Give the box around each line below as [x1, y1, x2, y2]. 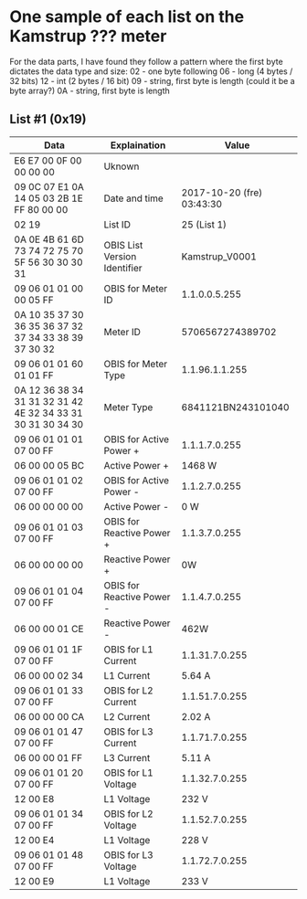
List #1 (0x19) [9, 111, 87, 127]
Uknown [103, 160, 140, 173]
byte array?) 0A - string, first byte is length [9, 85, 171, 96]
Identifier [103, 261, 143, 274]
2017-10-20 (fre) [181, 185, 263, 198]
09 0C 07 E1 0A [14, 180, 85, 193]
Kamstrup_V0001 [181, 249, 258, 262]
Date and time [103, 192, 164, 205]
